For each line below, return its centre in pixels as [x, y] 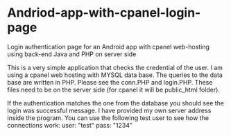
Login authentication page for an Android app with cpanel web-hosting [109, 46]
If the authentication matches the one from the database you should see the [115, 103]
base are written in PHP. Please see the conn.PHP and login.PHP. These [110, 82]
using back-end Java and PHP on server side [72, 54]
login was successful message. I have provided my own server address [109, 110]
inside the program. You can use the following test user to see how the [108, 118]
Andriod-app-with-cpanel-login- [104, 13]
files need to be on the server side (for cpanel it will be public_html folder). [114, 90]
